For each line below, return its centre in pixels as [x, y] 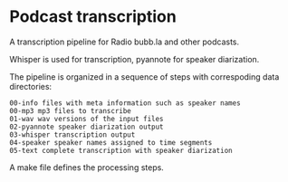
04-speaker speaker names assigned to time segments [111, 142]
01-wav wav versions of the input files [87, 119]
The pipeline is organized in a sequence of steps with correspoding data [144, 77]
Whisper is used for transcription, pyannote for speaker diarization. [134, 59]
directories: [31, 86]
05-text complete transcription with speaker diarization [121, 150]
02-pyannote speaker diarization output [87, 127]
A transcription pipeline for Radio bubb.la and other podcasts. [125, 42]
